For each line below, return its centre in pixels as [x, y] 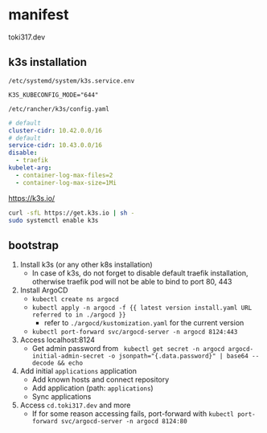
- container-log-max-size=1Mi [66, 182]
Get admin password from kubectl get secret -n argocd [128, 349]
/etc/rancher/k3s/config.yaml [59, 109]
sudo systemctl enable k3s [53, 220]
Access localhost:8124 [57, 340]
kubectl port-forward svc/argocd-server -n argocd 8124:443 [135, 332]
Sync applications [62, 397]
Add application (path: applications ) [93, 388]
